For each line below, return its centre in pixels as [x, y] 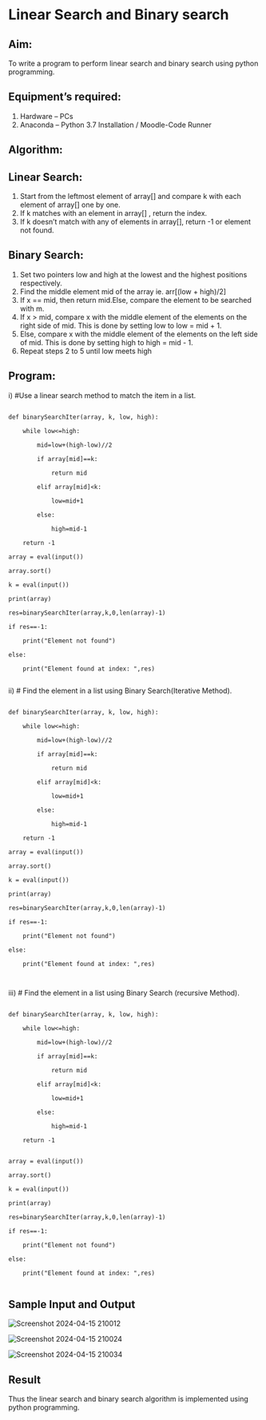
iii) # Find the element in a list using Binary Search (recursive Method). [124, 992]
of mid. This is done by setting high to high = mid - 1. [106, 342]
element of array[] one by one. [70, 205]
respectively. [41, 283]
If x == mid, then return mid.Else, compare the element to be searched [135, 300]
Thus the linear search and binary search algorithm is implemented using [129, 1399]
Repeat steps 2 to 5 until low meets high [86, 351]
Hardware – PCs [46, 116]
